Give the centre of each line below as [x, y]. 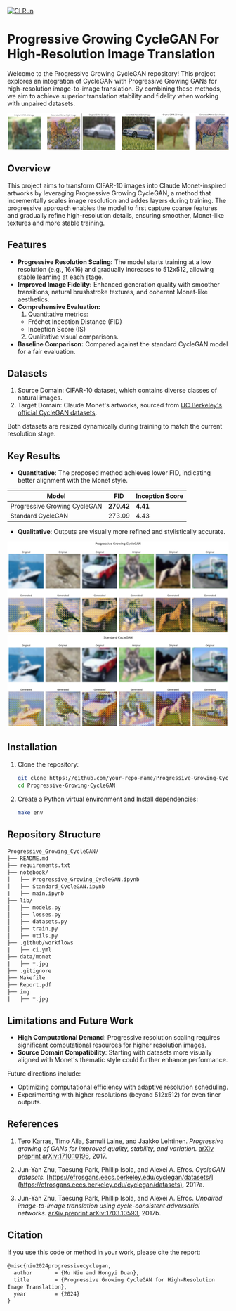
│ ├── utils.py [33, 936]
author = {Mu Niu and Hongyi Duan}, [77, 1273]
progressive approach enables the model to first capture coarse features [112, 208]
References [33, 1124]
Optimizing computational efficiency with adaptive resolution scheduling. [123, 1087]
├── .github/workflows [40, 943]
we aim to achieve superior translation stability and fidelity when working [113, 96]
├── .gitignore [29, 971]
